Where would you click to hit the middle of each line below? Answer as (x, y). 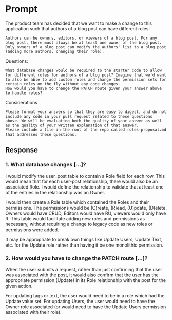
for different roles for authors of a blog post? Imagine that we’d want (86, 75)
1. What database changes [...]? (46, 165)
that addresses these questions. (41, 134)
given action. (19, 286)
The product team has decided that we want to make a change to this (79, 23)
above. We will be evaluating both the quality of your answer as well (83, 121)
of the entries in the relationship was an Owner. (55, 192)
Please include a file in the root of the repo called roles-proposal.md (86, 130)
